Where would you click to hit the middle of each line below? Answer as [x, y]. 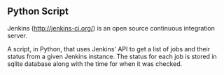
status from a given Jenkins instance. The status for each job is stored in [112, 56]
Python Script [38, 11]
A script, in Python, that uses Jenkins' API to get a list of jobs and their [109, 49]
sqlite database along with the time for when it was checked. [95, 64]
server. [17, 35]
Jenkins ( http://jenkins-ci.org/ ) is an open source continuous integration [111, 28]
